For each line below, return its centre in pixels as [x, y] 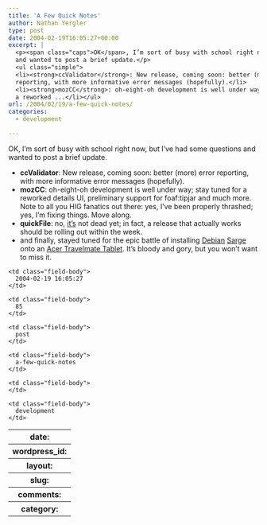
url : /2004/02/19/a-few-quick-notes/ [71, 104]
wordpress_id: [40, 451]
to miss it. [35, 257]
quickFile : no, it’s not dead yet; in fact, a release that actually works [130, 223]
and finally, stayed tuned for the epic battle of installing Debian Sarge [133, 240]
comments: [40, 494]
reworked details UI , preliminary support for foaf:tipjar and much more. [135, 198]
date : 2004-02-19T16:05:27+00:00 [64, 38]
